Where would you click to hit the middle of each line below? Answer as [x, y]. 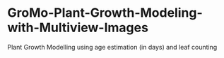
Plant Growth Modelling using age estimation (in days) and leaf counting [112, 47]
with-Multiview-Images [78, 28]
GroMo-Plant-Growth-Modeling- [105, 13]
